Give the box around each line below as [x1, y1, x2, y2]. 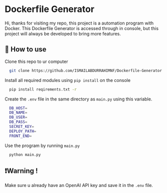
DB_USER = [9, 115, 28, 120]
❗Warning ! [5, 166, 38, 175]
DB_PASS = [9, 119, 28, 124]
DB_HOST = [9, 105, 28, 110]
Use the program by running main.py [5, 142, 80, 148]
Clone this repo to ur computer [5, 58, 68, 64]
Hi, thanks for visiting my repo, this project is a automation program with [5, 20, 154, 26]
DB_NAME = [9, 110, 28, 115]
